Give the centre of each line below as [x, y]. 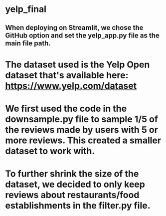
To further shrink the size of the [72, 174]
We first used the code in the [66, 108]
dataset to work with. [50, 151]
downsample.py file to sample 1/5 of [82, 119]
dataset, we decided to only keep [75, 184]
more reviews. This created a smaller [83, 140]
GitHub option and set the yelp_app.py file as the [82, 35]
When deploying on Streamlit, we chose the [74, 28]
